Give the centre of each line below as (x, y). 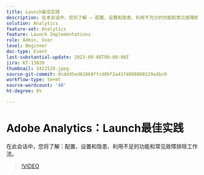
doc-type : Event (27, 52)
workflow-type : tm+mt (34, 80)
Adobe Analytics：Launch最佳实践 (95, 129)
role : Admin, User (29, 40)
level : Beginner (27, 46)
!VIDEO (30, 166)
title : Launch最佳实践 (33, 12)
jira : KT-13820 (25, 63)
